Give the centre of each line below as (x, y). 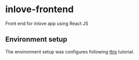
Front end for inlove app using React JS (47, 23)
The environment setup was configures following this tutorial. (70, 51)
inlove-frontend (40, 9)
